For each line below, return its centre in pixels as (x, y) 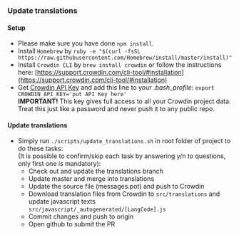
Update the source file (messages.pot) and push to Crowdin (116, 187)
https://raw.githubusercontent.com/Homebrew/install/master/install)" (125, 58)
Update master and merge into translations (91, 179)
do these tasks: (40, 149)
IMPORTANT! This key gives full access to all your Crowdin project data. (124, 101)
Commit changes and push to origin (81, 216)
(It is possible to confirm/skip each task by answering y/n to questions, (122, 156)
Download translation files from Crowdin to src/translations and (124, 194)
